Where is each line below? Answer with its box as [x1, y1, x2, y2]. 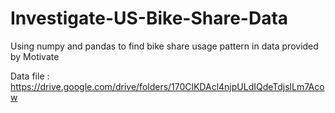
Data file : [10, 70, 50, 82]
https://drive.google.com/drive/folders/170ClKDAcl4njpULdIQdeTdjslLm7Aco [10, 80, 325, 92]
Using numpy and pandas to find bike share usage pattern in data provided [10, 40, 319, 52]
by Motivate [10, 50, 60, 62]
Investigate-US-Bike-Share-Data [10, 7, 289, 30]
